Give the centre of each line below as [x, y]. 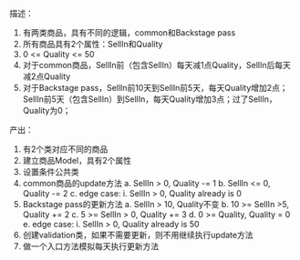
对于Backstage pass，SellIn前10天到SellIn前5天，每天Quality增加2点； [155, 88]
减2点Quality [47, 76]
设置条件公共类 [51, 172]
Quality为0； [47, 110]
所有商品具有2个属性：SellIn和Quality [93, 44]
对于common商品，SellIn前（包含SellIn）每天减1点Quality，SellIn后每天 [157, 65]
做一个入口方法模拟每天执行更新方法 [91, 246]
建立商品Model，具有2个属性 [77, 160]
